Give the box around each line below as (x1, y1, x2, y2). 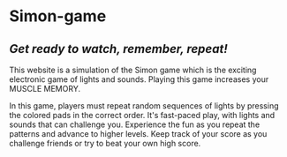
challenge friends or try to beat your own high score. (9, 138, 201, 148)
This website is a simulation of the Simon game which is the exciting (9, 64, 257, 75)
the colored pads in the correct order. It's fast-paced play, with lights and (9, 110, 276, 120)
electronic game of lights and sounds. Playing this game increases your (9, 74, 269, 85)
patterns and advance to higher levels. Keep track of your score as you (9, 129, 268, 138)
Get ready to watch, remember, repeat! (9, 41, 228, 56)
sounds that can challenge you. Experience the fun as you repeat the (9, 119, 261, 130)
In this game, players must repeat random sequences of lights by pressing (9, 101, 279, 111)
